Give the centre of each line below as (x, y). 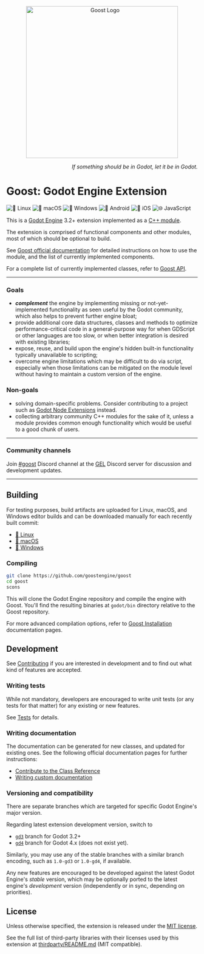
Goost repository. (28, 612)
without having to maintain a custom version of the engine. (88, 375)
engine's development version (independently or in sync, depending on (96, 886)
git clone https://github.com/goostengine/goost (69, 576)
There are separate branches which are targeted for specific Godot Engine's (102, 806)
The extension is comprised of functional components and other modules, (99, 232)
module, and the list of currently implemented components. (80, 257)
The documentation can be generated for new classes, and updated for (96, 746)
